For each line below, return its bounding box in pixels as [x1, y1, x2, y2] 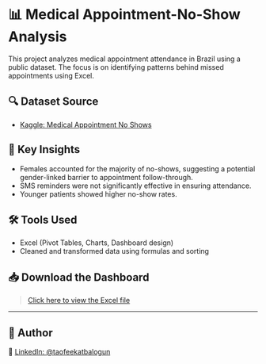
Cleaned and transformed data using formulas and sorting [19, 247, 210, 256]
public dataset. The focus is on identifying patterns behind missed [8, 62, 224, 71]
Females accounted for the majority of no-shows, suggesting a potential [19, 163, 256, 174]
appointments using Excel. [8, 71, 95, 80]
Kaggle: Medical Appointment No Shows [19, 120, 152, 129]
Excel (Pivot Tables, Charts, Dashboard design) [19, 238, 174, 247]
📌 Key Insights [8, 143, 81, 156]
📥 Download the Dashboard [8, 270, 150, 284]
